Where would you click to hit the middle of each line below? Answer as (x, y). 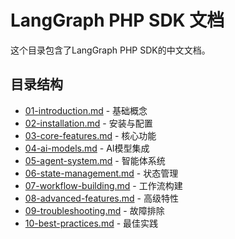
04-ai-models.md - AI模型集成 (87, 148)
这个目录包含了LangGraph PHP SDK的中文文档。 (110, 50)
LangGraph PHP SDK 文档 (117, 20)
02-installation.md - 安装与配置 (88, 123)
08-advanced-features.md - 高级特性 (101, 198)
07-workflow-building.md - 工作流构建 (103, 185)
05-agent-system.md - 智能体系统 (95, 160)
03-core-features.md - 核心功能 (90, 135)
